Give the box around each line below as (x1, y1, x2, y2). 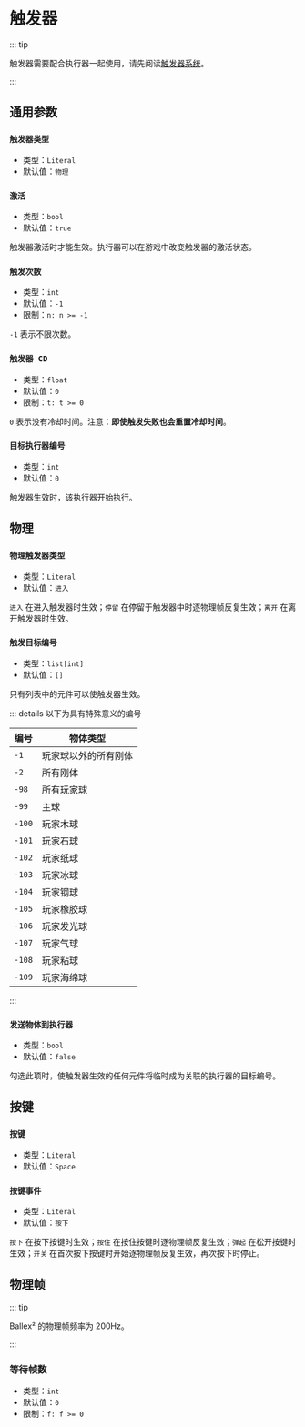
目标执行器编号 (9, 440, 66, 451)
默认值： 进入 (22, 582, 69, 592)
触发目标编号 (9, 638, 57, 648)
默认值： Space (22, 1160, 76, 1171)
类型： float (22, 374, 68, 385)
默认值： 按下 (22, 1217, 69, 1229)
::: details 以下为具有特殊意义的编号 (9, 707, 142, 719)
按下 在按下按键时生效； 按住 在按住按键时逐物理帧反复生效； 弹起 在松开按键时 (9, 1237, 297, 1248)
